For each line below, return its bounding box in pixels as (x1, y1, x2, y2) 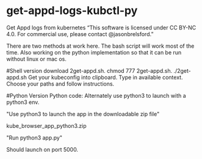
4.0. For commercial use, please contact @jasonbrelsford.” (6, 30, 154, 37)
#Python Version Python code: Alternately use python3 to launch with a (6, 92, 186, 99)
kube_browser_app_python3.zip (6, 122, 87, 129)
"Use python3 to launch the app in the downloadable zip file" (6, 110, 160, 117)
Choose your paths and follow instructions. (6, 80, 115, 87)
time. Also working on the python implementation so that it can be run (6, 48, 182, 56)
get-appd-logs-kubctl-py (6, 4, 138, 18)
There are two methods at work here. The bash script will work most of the (6, 42, 195, 50)
